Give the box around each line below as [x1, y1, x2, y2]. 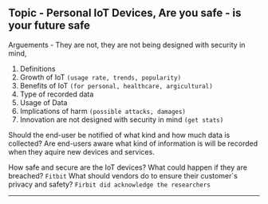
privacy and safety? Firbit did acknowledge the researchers [8, 179, 211, 189]
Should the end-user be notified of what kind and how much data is [8, 130, 231, 139]
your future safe [8, 19, 90, 33]
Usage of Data [19, 97, 68, 107]
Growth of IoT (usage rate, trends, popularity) [19, 72, 182, 82]
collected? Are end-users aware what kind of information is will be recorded [8, 139, 258, 148]
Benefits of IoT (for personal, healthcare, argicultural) [19, 80, 213, 90]
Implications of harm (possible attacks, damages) [19, 106, 186, 116]
